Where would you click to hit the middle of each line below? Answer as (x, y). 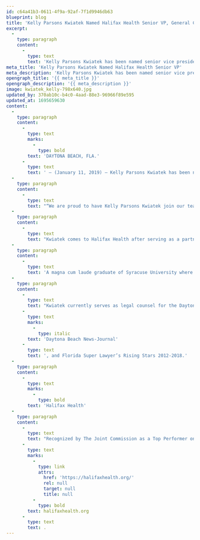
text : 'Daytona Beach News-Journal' (73, 339)
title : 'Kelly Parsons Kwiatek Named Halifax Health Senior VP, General (98, 23)
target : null (60, 489)
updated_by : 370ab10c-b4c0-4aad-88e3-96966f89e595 (70, 95)
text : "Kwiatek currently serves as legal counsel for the (102, 306)
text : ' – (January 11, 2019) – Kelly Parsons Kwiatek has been (109, 173)
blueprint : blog (26, 17)
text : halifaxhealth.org (58, 511)
